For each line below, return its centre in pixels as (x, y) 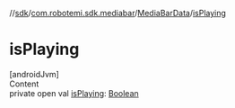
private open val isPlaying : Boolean (74, 93)
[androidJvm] (35, 74)
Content (24, 84)
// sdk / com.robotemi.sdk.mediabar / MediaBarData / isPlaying (118, 13)
